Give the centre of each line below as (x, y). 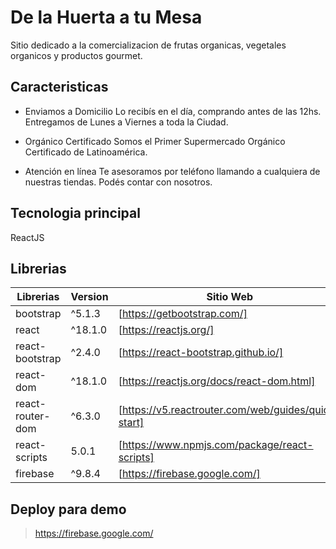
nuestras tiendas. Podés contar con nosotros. (118, 182)
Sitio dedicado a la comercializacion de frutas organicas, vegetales (148, 45)
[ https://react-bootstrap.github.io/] (201, 353)
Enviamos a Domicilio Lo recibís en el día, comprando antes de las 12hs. (173, 111)
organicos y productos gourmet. (76, 55)
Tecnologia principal (75, 213)
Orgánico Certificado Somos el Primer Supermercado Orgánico (155, 141)
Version (89, 297)
